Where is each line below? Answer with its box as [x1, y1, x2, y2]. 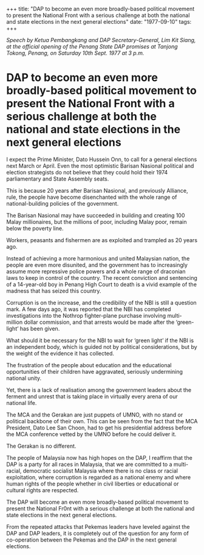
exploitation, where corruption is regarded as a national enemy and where [6, 473, 191, 481]
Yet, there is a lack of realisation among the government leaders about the [6, 386, 192, 393]
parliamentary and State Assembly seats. [6, 175, 109, 182]
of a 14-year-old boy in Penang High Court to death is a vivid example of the [6, 281, 197, 288]
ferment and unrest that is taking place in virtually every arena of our [6, 393, 178, 400]
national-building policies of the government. [6, 199, 119, 207]
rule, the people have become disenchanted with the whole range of [6, 193, 177, 201]
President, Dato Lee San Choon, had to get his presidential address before [6, 424, 192, 431]
